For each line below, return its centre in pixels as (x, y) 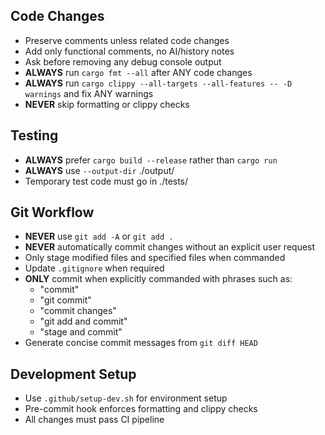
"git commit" (65, 300)
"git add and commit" (83, 321)
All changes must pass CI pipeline (94, 420)
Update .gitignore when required (94, 268)
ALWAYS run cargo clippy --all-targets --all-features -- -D (158, 83)
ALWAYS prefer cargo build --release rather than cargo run (151, 160)
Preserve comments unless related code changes (127, 40)
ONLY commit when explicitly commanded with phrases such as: (158, 279)
